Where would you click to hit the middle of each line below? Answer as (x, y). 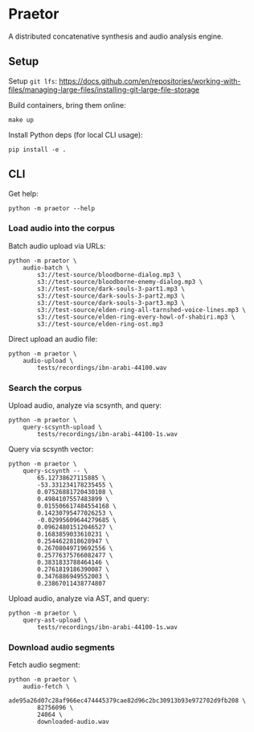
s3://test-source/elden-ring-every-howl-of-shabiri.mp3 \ (136, 317)
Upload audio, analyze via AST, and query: (79, 598)
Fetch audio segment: (44, 665)
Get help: (23, 193)
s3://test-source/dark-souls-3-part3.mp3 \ (111, 302)
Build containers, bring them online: (67, 105)
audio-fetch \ (46, 687)
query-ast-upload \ (55, 620)
